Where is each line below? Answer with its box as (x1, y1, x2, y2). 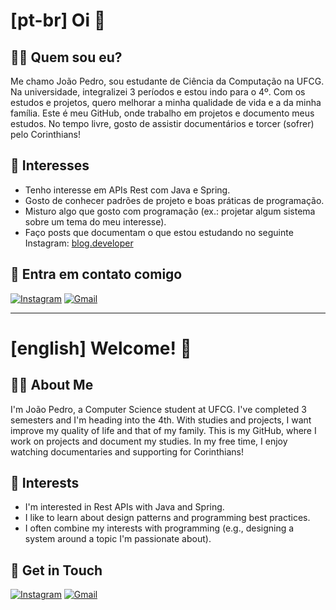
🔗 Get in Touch (10, 562, 103, 579)
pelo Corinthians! (10, 129, 81, 140)
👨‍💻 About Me (10, 377, 94, 394)
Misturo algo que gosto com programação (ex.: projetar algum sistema (24, 205, 316, 217)
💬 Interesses (10, 157, 90, 174)
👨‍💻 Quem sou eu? (10, 49, 123, 66)
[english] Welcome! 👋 (10, 337, 192, 359)
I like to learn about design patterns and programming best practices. (24, 512, 311, 524)
